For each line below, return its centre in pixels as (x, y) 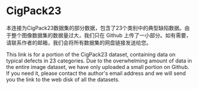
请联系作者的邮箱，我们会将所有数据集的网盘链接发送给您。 (79, 42)
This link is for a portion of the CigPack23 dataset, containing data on (91, 54)
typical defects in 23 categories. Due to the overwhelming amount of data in (99, 61)
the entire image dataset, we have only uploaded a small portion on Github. (98, 67)
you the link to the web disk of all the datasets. (63, 79)
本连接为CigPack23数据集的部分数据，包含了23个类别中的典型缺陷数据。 (95, 28)
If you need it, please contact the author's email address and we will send (96, 73)
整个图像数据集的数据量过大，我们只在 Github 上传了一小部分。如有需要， (101, 35)
